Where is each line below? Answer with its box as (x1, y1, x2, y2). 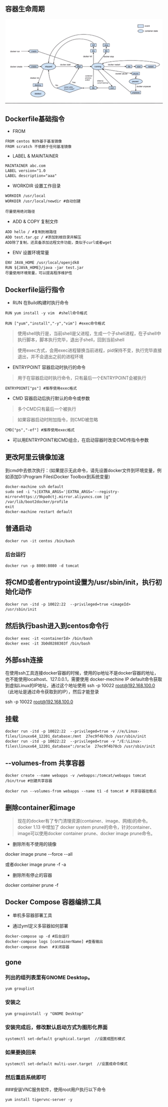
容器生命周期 (5, 5, 45, 14)
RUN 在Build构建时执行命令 (12, 300, 69, 306)
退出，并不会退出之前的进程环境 (17, 354, 83, 360)
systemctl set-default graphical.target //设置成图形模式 (5, 1036, 125, 1041)
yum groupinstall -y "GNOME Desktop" (5, 1011, 84, 1016)
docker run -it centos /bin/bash (5, 538, 75, 543)
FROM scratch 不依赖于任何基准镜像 (5, 144, 71, 149)
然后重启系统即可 (5, 1074, 46, 1081)
